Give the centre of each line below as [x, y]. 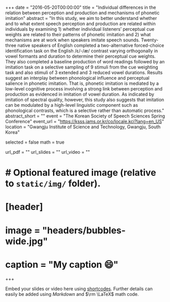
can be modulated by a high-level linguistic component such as [72, 105]
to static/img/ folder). [53, 184]
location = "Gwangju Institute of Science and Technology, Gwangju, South [83, 127]
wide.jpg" [27, 241]
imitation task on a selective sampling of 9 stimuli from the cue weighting [82, 67]
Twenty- [150, 40]
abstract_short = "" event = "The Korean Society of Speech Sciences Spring [85, 116]
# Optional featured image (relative [81, 173]
